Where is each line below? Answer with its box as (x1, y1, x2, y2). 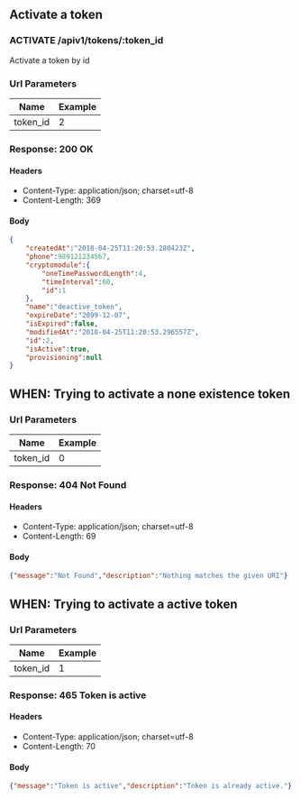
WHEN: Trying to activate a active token (9, 596, 238, 611)
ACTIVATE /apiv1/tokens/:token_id (9, 34, 164, 47)
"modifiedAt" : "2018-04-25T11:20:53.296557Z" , (25, 327, 200, 336)
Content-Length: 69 (22, 531, 96, 542)
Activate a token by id (9, 54, 90, 66)
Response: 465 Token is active (9, 689, 147, 702)
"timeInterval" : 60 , (41, 277, 115, 287)
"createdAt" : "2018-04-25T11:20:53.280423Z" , (25, 243, 196, 253)
